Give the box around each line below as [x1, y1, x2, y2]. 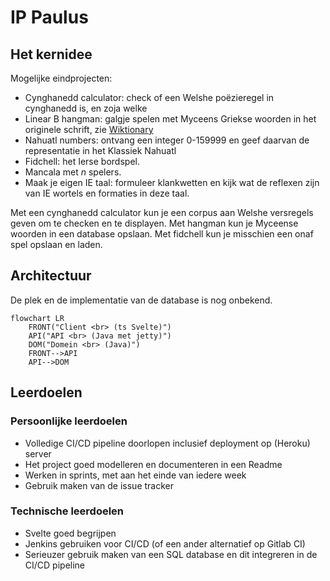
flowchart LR [10, 313, 65, 323]
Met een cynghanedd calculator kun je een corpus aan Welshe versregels [10, 207, 314, 218]
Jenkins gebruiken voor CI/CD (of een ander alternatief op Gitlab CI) [24, 537, 306, 550]
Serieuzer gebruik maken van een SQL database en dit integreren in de [24, 548, 318, 560]
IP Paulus [10, 6, 89, 29]
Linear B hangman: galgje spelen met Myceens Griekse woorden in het [24, 113, 317, 125]
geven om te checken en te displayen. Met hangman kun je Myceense [10, 217, 299, 229]
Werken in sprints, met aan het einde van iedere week [24, 469, 247, 481]
